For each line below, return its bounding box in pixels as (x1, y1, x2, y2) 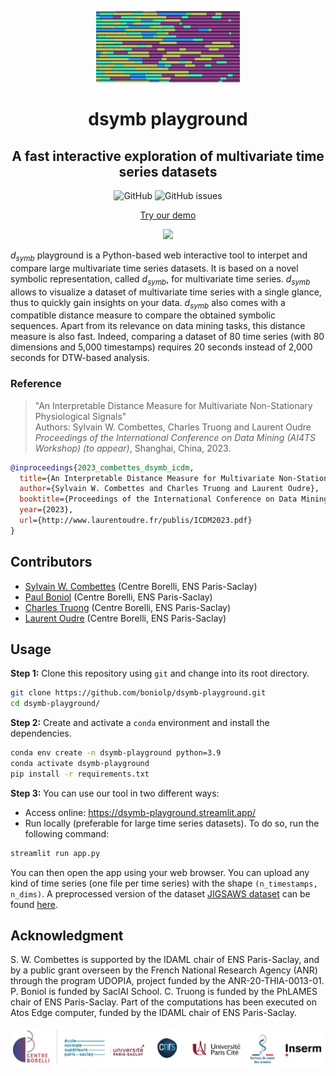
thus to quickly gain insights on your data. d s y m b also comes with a (10, 296, 286, 311)
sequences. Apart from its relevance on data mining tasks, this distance (10, 320, 306, 332)
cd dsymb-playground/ (10, 699, 101, 709)
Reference (10, 377, 62, 391)
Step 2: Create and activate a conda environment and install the (10, 717, 270, 729)
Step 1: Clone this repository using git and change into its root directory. (10, 667, 310, 680)
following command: (24, 827, 110, 840)
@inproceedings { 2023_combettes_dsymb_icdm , (10, 462, 195, 473)
